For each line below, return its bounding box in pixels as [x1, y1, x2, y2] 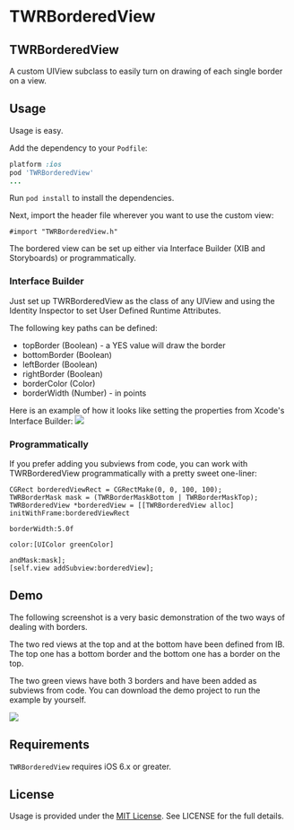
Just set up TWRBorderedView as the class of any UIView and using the [9, 295, 275, 306]
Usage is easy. [9, 125, 64, 135]
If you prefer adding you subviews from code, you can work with [9, 459, 248, 469]
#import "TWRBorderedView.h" [9, 227, 118, 237]
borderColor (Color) [22, 378, 96, 389]
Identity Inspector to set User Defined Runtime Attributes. [9, 305, 221, 316]
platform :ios [9, 160, 63, 169]
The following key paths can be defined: [9, 322, 159, 333]
